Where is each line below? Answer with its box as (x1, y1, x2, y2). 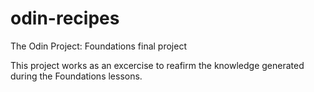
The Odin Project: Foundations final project (10, 40, 187, 52)
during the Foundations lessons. (10, 70, 143, 82)
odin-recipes (10, 7, 120, 30)
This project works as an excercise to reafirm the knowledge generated (10, 59, 305, 71)
